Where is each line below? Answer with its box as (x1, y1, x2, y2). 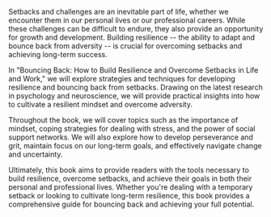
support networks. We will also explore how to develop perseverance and (8, 132, 253, 142)
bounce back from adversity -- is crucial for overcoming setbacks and (8, 41, 243, 51)
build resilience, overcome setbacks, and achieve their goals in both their (8, 173, 252, 183)
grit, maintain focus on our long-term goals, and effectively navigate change (8, 141, 262, 150)
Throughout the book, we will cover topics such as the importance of (8, 115, 239, 124)
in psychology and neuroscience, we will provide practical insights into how (8, 91, 260, 100)
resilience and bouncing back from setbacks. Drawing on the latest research (8, 82, 263, 92)
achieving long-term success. (8, 50, 108, 59)
